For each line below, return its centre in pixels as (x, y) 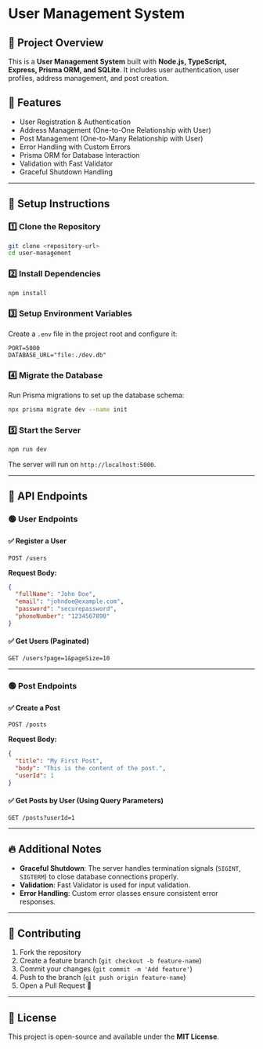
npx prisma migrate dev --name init (68, 410)
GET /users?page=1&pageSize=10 (59, 659)
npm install (27, 293)
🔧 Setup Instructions (59, 204)
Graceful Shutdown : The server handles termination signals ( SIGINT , (130, 868)
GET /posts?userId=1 (42, 817)
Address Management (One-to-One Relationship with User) (115, 130)
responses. (38, 901)
